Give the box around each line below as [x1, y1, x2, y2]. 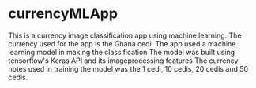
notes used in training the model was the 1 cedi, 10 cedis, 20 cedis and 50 [8, 64, 249, 73]
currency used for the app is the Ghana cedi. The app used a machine [8, 38, 236, 48]
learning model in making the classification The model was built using [8, 47, 235, 57]
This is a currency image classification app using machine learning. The [8, 31, 243, 40]
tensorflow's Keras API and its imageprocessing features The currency [8, 56, 239, 65]
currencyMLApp [8, 5, 119, 23]
